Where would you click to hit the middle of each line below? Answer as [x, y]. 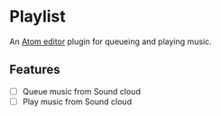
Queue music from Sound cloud [82, 91]
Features [35, 70]
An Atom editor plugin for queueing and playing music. [110, 41]
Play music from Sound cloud [77, 102]
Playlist [37, 17]
